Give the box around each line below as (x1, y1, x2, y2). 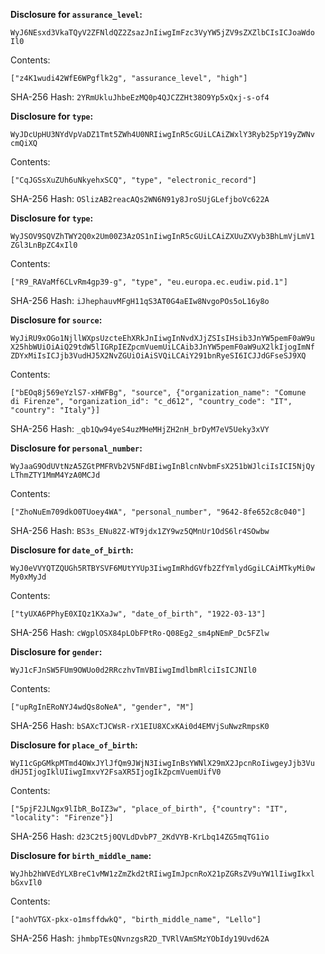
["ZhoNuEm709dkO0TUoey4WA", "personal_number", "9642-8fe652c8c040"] (10, 507, 307, 517)
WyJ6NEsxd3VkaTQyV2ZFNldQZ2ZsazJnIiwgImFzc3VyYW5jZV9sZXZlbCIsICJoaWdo (10, 28, 315, 38)
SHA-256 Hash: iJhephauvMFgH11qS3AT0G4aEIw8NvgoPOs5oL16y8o (10, 295, 270, 306)
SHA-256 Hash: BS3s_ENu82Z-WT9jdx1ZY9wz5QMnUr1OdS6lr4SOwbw (10, 525, 270, 536)
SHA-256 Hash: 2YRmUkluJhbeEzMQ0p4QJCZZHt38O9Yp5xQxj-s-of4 (10, 91, 270, 103)
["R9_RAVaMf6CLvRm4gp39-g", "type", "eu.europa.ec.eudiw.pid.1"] (10, 277, 288, 287)
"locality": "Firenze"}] (10, 813, 114, 823)
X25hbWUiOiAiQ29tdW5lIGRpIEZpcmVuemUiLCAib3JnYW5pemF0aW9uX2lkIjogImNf (10, 342, 315, 352)
